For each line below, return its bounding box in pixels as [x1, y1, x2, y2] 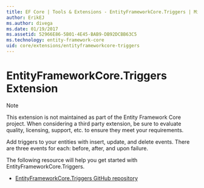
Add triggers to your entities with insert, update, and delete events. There [6, 138, 190, 146]
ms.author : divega [6, 20, 53, 26]
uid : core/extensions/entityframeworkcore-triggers [6, 43, 140, 49]
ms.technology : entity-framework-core [6, 37, 104, 43]
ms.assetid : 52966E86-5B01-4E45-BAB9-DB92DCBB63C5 [6, 32, 137, 38]
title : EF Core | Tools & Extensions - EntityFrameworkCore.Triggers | [6, 8, 191, 15]
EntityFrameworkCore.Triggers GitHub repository [15, 174, 138, 182]
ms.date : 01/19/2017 [6, 25, 59, 32]
